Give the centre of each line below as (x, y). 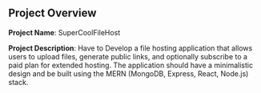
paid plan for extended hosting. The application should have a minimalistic (131, 65)
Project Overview (52, 13)
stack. (18, 82)
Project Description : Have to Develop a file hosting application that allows (130, 48)
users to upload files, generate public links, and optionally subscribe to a (128, 56)
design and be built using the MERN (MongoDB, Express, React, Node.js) (128, 73)
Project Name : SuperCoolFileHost (64, 32)
